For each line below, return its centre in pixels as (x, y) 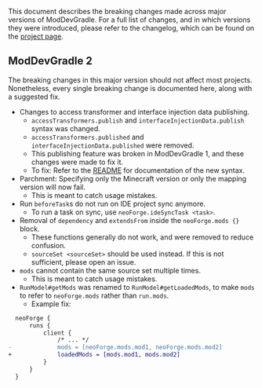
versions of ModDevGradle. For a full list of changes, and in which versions (129, 20)
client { (57, 333)
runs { (40, 325)
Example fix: (51, 304)
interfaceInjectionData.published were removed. (113, 145)
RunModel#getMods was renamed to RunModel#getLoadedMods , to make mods (137, 287)
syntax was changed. (65, 128)
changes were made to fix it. (77, 162)
